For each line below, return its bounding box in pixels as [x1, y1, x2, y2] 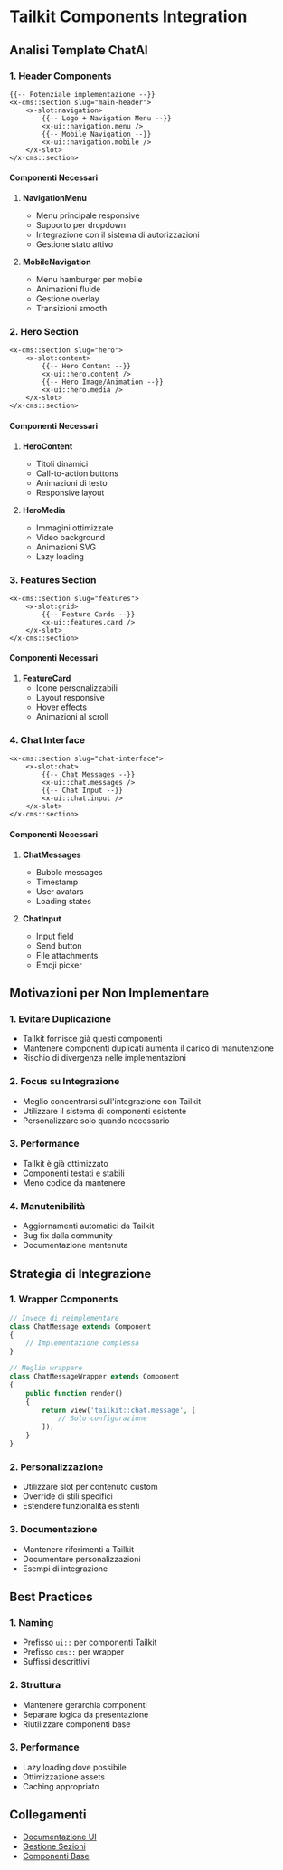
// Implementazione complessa [25, 1339, 140, 1348]
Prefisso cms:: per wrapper [22, 1646, 125, 1657]
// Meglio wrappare [9, 1364, 83, 1373]
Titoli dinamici [35, 458, 89, 469]
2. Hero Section [9, 326, 79, 338]
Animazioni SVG [35, 541, 97, 552]
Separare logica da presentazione [22, 1709, 149, 1720]
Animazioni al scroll [35, 711, 108, 722]
